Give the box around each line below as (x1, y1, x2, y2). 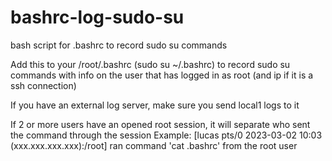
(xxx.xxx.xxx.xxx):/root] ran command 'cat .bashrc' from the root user (10, 139, 298, 151)
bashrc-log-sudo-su (10, 6, 185, 29)
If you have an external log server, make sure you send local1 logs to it (10, 99, 300, 111)
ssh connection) (10, 79, 77, 91)
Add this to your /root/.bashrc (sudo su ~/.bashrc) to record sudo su (10, 58, 291, 70)
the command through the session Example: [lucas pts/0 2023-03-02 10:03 (10, 129, 323, 141)
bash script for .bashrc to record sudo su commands (10, 39, 228, 51)
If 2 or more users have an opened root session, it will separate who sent (10, 118, 311, 130)
